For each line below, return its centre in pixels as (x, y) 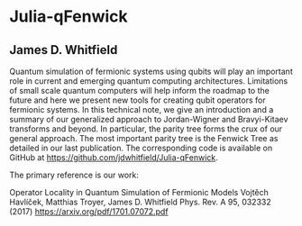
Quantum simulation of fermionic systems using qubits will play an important (151, 71)
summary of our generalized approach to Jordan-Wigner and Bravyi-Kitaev (149, 119)
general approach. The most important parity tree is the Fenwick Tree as (144, 138)
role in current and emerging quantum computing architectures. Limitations (149, 81)
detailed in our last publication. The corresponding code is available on (141, 148)
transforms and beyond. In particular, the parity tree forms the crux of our (146, 129)
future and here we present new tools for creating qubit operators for (137, 100)
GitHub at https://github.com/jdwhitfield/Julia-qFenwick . (114, 158)
